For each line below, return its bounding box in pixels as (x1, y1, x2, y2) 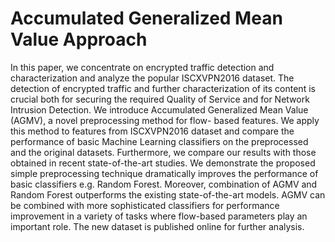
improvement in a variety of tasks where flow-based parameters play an (10, 210, 308, 222)
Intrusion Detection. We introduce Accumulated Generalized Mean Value (10, 103, 309, 116)
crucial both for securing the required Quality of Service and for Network (10, 93, 310, 105)
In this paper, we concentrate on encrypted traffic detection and (10, 61, 275, 73)
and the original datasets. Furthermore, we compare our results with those (10, 146, 317, 158)
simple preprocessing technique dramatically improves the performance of (10, 167, 319, 179)
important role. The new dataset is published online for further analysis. (10, 220, 305, 232)
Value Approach (10, 28, 148, 51)
